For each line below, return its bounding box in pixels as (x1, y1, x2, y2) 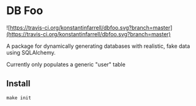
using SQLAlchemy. (6, 48, 56, 56)
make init (6, 94, 32, 101)
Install (6, 78, 31, 89)
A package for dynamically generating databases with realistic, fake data (6, 42, 190, 50)
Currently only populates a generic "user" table (6, 61, 126, 68)
